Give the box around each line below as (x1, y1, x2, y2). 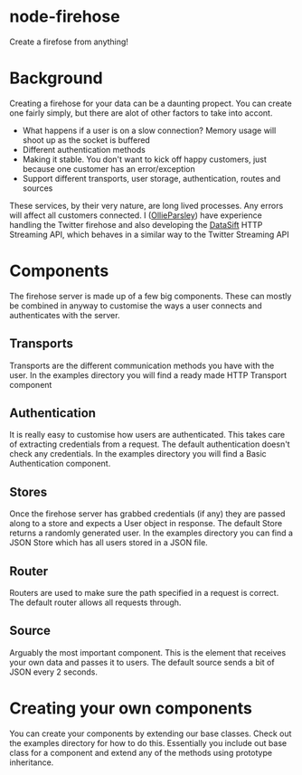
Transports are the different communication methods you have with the (9, 360, 275, 371)
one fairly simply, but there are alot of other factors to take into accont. (9, 107, 273, 118)
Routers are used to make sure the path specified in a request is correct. (9, 588, 279, 599)
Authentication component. (9, 458, 111, 469)
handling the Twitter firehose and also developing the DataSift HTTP (9, 219, 263, 230)
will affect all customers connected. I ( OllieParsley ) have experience (9, 210, 262, 221)
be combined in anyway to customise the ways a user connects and (9, 300, 262, 311)
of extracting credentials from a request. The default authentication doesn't (9, 439, 291, 449)
